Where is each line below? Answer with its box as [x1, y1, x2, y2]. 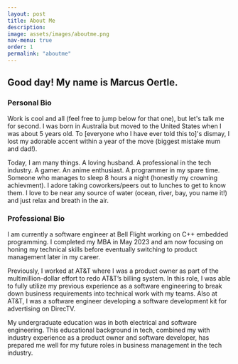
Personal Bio [7, 98, 52, 108]
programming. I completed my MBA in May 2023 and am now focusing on [7, 237, 224, 246]
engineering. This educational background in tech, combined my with [7, 326, 211, 334]
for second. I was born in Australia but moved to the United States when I [7, 122, 222, 130]
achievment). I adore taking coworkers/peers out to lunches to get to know [7, 181, 226, 189]
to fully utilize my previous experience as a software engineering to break [7, 281, 222, 290]
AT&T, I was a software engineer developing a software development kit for [7, 296, 227, 305]
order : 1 [7, 43, 33, 51]
